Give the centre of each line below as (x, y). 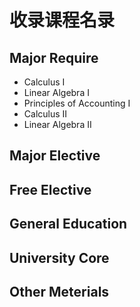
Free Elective (50, 189)
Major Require (54, 57)
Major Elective (55, 156)
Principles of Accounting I (77, 103)
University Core (59, 257)
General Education (68, 224)
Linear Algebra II (57, 124)
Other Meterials (59, 291)
